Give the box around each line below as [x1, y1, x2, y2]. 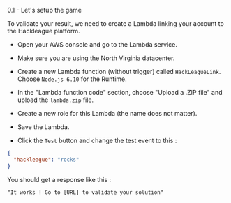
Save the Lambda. [17, 123, 70, 131]
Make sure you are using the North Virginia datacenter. [17, 54, 175, 62]
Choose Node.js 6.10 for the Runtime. [17, 75, 127, 83]
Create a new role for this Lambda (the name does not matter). [17, 110, 198, 117]
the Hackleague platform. [7, 27, 80, 35]
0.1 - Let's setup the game [7, 6, 82, 14]
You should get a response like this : [7, 175, 112, 183]
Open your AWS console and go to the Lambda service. [17, 40, 178, 48]
